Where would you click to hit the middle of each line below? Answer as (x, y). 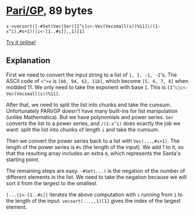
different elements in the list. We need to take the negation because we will (96, 177)
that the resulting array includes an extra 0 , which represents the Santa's (93, 153)
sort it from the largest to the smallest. (52, 183)
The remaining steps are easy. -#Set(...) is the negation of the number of (96, 171)
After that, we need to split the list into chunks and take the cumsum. (89, 105)
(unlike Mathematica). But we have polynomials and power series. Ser (90, 117)
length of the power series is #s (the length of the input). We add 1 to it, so (95, 147)
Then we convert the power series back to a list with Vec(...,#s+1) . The (93, 141)
